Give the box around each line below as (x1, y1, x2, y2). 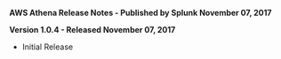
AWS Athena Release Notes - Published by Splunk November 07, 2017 (9, 8, 272, 18)
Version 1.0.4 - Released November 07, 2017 (9, 25, 176, 34)
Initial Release (21, 41, 74, 52)
